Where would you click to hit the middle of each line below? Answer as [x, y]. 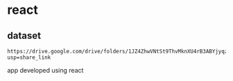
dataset [24, 36]
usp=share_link [29, 57]
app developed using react [45, 70]
